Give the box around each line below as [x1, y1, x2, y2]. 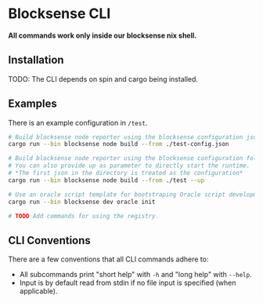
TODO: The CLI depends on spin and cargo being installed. [8, 74, 198, 83]
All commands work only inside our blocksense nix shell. [8, 31, 197, 40]
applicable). [19, 287, 58, 296]
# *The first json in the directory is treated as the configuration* [8, 170, 243, 177]
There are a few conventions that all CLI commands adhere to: [8, 254, 209, 264]
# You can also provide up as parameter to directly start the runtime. [8, 162, 250, 170]
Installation [8, 53, 64, 67]
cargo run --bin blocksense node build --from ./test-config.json [8, 141, 229, 148]
